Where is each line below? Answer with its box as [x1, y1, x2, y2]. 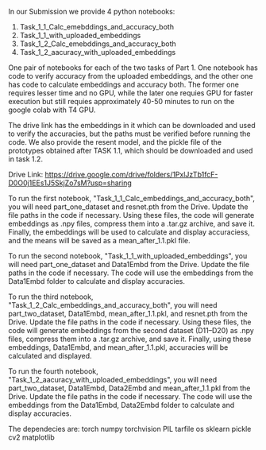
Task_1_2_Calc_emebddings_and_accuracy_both [19, 39, 176, 48]
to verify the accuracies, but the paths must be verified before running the [8, 129, 251, 138]
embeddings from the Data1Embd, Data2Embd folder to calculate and [8, 401, 235, 409]
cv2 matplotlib [8, 433, 56, 442]
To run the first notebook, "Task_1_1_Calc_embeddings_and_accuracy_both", [8, 194, 256, 203]
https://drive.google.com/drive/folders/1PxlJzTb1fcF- [44, 170, 218, 179]
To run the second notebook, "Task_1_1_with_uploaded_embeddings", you [8, 251, 248, 261]
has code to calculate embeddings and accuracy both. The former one [8, 80, 240, 89]
